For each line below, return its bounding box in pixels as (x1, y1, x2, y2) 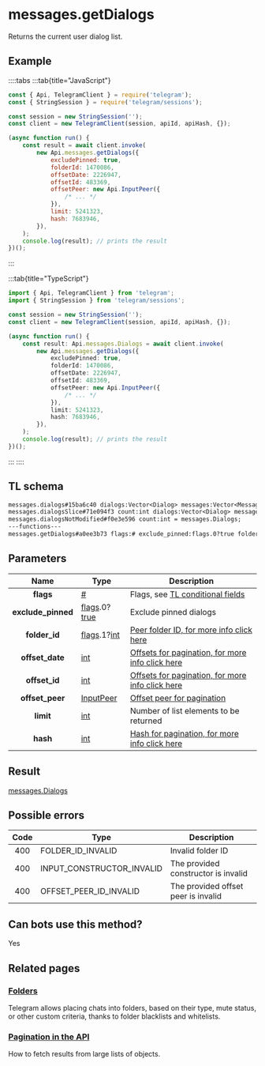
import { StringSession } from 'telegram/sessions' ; (8, 296, 185, 305)
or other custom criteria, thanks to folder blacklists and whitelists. (8, 1011, 221, 1021)
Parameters (8, 552, 67, 566)
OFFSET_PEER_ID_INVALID (40, 886, 140, 897)
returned (129, 715, 162, 726)
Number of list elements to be (129, 705, 240, 716)
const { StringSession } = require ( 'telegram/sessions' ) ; (8, 98, 203, 106)
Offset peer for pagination (129, 692, 226, 703)
